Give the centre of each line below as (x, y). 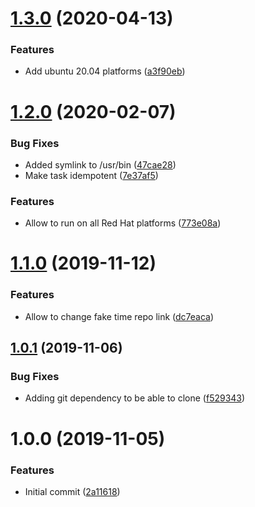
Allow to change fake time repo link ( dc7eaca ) (119, 316)
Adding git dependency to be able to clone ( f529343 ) (135, 398)
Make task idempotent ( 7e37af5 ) (91, 175)
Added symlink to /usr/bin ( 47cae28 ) (100, 164)
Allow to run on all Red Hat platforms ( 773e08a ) (123, 223)
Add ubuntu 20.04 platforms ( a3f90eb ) (105, 71)
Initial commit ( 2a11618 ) (72, 491)
